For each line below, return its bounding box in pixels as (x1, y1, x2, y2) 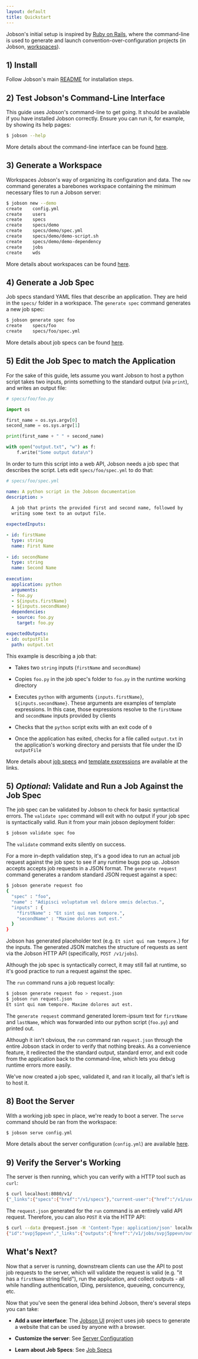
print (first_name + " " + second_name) (6, 433, 104, 440)
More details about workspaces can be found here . (6, 260, 131, 267)
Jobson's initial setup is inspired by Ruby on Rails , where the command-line (6, 30, 190, 37)
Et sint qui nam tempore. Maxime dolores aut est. (6, 1001, 133, 1008)
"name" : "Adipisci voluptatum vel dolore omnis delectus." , (11, 899, 165, 905)
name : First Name (11, 543, 54, 549)
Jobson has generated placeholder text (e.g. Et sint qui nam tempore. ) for (6, 937, 189, 944)
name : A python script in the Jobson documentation (6, 489, 136, 495)
